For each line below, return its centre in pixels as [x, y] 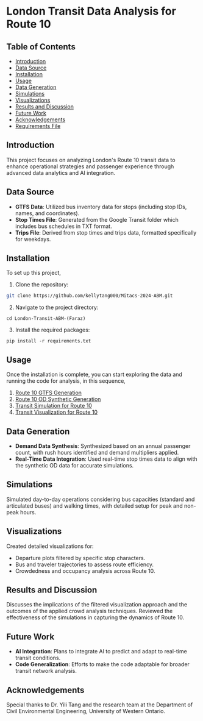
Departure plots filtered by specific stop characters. [80, 558]
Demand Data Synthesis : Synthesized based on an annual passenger [103, 446]
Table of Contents [41, 47]
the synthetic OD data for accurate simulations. [74, 465]
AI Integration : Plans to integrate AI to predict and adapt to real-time [101, 652]
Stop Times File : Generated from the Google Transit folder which [97, 219]
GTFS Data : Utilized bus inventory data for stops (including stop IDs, [101, 207]
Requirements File [38, 126]
